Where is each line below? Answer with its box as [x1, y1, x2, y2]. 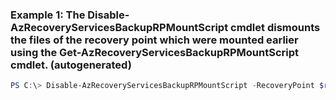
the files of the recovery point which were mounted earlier [10, 33, 299, 47]
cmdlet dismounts [230, 20, 321, 34]
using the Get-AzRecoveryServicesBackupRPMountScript [10, 45, 299, 59]
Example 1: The [10, 8, 86, 22]
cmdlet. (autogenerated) [10, 58, 132, 72]
